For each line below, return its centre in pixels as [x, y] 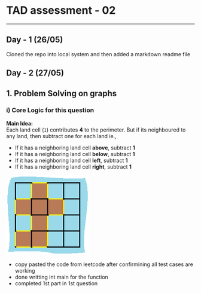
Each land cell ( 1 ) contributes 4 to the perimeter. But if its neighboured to [96, 130]
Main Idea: [20, 123]
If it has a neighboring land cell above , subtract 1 [75, 148]
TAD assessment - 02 [61, 10]
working [25, 270]
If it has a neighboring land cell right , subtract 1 [73, 167]
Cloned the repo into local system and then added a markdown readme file [98, 54]
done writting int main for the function [62, 277]
